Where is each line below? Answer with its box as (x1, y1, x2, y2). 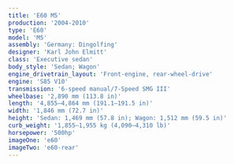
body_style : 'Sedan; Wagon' (8, 63, 101, 71)
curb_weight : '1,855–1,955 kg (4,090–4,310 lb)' (8, 121, 171, 129)
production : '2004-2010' (8, 19, 90, 27)
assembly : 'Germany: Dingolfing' (8, 41, 118, 49)
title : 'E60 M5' (8, 11, 61, 20)
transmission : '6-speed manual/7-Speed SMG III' (8, 84, 171, 93)
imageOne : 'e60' (8, 136, 61, 144)
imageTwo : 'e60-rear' (8, 143, 80, 151)
